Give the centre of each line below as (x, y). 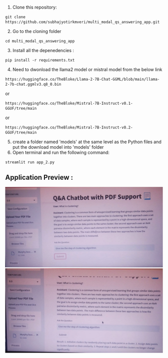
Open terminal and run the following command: (61, 152)
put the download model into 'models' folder (58, 147)
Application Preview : (39, 177)
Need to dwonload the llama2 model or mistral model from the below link (87, 69)
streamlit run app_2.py (30, 162)
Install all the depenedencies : (43, 50)
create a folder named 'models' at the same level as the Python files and (87, 142)
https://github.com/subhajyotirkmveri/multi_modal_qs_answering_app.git (82, 22)
